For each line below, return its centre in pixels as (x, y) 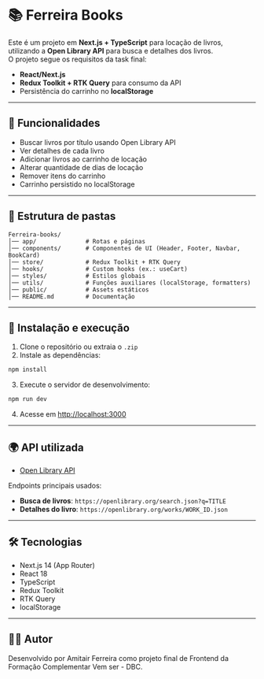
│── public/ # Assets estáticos (79, 289)
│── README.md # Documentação (71, 296)
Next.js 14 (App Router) (57, 565)
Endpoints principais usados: (55, 485)
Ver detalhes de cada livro (62, 150)
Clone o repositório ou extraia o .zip (79, 347)
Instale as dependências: (60, 355)
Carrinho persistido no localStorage (77, 184)
